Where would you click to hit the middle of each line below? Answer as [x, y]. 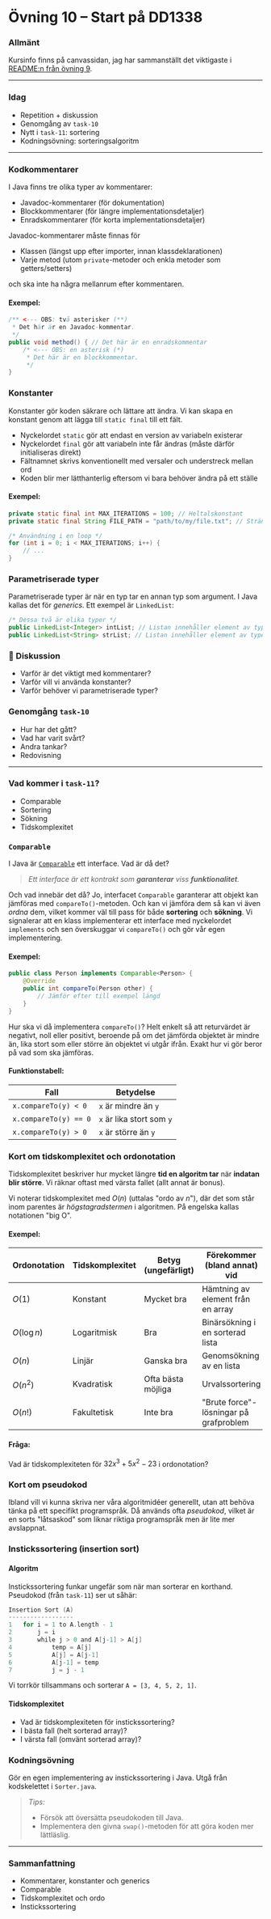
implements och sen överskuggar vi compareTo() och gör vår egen [117, 930]
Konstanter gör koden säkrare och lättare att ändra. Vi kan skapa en [121, 411]
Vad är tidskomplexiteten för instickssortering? [97, 1722]
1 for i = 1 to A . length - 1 [61, 1625]
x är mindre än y [129, 1106]
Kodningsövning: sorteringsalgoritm [79, 141]
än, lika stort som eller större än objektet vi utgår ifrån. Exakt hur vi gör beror [135, 1044]
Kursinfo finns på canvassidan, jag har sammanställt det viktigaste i [120, 60]
